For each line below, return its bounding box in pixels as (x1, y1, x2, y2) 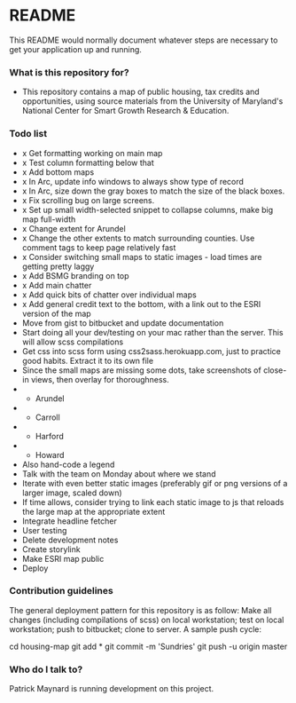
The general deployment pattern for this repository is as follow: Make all (9, 604, 272, 615)
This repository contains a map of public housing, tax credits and (21, 86, 260, 98)
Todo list (9, 128, 47, 140)
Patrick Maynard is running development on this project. (9, 683, 214, 694)
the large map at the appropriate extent (21, 506, 166, 517)
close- (262, 365, 287, 375)
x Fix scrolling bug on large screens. (21, 194, 155, 205)
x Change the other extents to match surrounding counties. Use (21, 233, 255, 243)
